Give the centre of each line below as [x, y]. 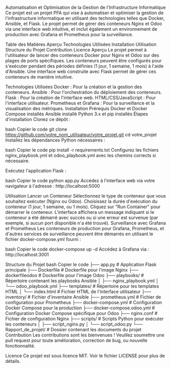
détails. [13, 361]
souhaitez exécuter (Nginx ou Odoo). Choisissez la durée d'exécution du [81, 201]
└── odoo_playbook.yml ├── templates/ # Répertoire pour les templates [82, 286]
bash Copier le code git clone [36, 129]
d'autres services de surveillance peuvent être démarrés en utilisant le [79, 234]
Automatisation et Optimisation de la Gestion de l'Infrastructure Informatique [86, 7]
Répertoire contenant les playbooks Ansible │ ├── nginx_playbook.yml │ [82, 281]
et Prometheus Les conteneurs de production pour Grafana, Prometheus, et [85, 228]
